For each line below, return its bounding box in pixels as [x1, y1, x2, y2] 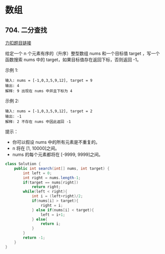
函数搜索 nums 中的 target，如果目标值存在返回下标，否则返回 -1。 [5, 57, 141, 63]
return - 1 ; [23, 235, 46, 240]
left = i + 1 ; [40, 212, 65, 217]
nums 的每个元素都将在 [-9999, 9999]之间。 [12, 152, 103, 157]
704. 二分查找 [5, 26, 47, 34]
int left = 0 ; [23, 171, 52, 176]
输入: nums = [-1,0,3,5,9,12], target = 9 [5, 78, 93, 83]
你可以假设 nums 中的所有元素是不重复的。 [12, 139, 100, 145]
